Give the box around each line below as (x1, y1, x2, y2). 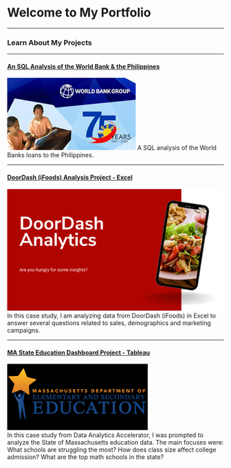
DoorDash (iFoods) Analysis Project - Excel (7, 173, 133, 181)
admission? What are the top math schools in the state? (7, 453, 164, 461)
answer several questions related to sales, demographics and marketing (7, 319, 211, 327)
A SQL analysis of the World (137, 144, 217, 152)
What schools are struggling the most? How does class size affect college (7, 445, 217, 454)
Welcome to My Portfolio (7, 5, 151, 21)
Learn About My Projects (7, 38, 92, 47)
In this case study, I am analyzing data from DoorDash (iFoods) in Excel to (7, 311, 217, 320)
